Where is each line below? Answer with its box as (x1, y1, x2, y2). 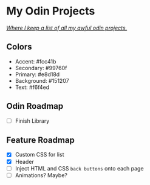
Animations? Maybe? (15, 171, 68, 179)
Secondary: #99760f (15, 64, 67, 71)
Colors (6, 42, 32, 52)
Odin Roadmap (6, 101, 64, 111)
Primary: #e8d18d (15, 71, 60, 78)
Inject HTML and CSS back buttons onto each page (15, 164, 144, 172)
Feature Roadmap (6, 135, 75, 146)
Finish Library (15, 117, 50, 125)
